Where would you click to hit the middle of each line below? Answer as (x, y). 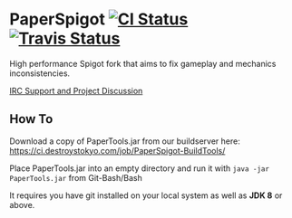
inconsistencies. (40, 73)
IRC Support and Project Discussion (76, 90)
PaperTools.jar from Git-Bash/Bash (76, 177)
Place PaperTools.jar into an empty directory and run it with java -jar (140, 168)
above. (22, 204)
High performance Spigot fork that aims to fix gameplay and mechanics (143, 63)
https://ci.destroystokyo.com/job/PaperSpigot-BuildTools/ (117, 150)
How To (31, 119)
